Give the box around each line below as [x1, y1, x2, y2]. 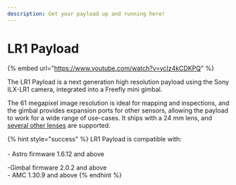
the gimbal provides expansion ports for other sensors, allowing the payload [7, 106, 229, 115]
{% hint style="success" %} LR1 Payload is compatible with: [7, 134, 182, 143]
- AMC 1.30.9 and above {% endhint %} [7, 170, 122, 179]
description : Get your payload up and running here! [7, 10, 166, 18]
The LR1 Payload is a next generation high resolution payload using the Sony [7, 77, 230, 86]
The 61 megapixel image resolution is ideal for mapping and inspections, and [7, 98, 230, 107]
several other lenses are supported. [7, 121, 111, 129]
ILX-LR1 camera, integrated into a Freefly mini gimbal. [7, 85, 163, 94]
